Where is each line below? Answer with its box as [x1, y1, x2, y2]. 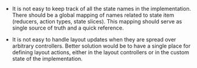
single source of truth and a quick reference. [12, 24, 124, 31]
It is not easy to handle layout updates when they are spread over [12, 36, 176, 43]
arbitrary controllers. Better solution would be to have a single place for [12, 42, 191, 49]
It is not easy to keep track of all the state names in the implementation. [12, 5, 192, 12]
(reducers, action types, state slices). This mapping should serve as [12, 18, 182, 25]
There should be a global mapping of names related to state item [12, 11, 175, 19]
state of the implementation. [12, 55, 83, 62]
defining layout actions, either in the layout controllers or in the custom [12, 49, 190, 56]
